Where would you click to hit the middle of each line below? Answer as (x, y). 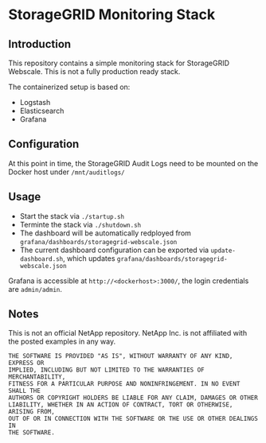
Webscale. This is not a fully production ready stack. (94, 72)
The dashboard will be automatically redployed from (105, 233)
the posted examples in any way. (62, 342)
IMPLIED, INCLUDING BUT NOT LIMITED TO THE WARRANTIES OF (106, 370)
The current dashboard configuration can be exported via (114, 250)
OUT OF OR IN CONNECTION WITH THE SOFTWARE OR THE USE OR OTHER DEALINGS (133, 419)
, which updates (89, 258)
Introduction (40, 44)
